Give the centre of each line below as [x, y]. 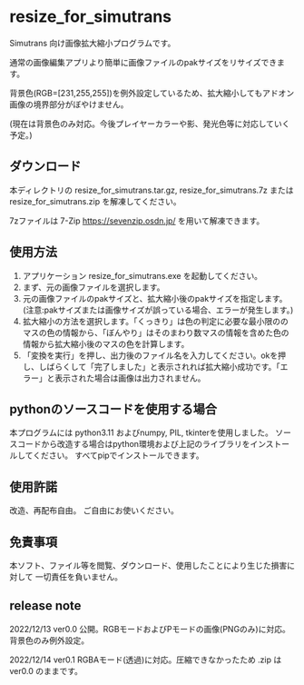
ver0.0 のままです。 [46, 670]
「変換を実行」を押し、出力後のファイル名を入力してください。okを [150, 355]
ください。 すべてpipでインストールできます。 [118, 455]
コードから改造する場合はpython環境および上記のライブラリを [133, 444]
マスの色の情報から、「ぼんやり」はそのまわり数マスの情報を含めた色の [156, 333]
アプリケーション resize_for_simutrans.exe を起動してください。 [142, 275]
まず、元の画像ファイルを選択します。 [93, 287]
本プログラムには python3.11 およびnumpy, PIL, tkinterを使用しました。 [142, 432]
